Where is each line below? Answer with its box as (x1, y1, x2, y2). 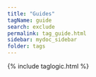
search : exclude (7, 23, 55, 30)
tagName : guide (7, 17, 52, 24)
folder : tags (7, 43, 46, 50)
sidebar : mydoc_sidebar (7, 36, 78, 43)
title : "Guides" (7, 10, 55, 17)
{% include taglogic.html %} (7, 62, 90, 70)
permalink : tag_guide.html (7, 29, 87, 37)
